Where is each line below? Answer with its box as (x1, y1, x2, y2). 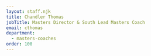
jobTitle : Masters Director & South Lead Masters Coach (6, 19, 145, 25)
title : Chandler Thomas (6, 14, 64, 20)
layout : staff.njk (6, 8, 51, 15)
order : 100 (6, 41, 33, 47)
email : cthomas (6, 24, 43, 31)
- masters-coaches (11, 36, 57, 41)
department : (6, 30, 35, 36)
